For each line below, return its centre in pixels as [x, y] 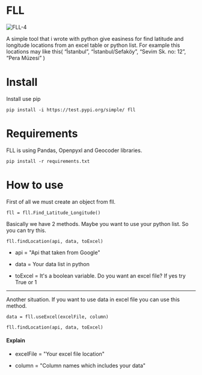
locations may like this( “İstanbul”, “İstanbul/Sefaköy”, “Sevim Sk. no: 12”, [96, 51]
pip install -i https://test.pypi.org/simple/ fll [71, 110]
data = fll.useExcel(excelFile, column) [58, 317]
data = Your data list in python [52, 264]
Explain [16, 341]
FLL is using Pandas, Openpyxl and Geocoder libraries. [74, 150]
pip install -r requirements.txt [48, 161]
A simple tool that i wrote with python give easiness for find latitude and [95, 38]
